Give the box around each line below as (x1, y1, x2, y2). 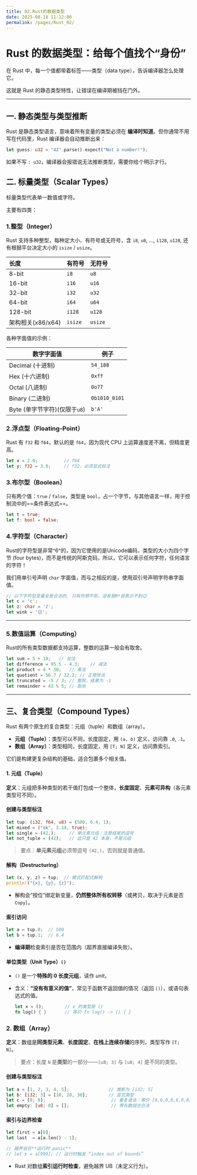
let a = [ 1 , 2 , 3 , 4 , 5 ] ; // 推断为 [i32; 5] (6, 1086, 154, 1092)
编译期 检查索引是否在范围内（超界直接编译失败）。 (14, 944, 136, 951)
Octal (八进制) (9, 384, 48, 392)
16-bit (9, 279, 28, 287)
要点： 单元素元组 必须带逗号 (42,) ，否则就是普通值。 (20, 847, 148, 854)
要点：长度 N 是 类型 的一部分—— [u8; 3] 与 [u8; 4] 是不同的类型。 (20, 1058, 181, 1065)
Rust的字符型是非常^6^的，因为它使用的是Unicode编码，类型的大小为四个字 (6, 547, 189, 554)
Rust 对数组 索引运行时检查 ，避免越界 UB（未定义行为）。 (14, 1162, 151, 1169)
